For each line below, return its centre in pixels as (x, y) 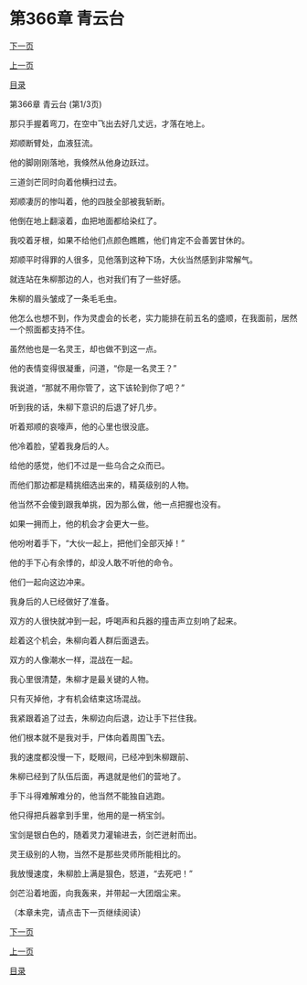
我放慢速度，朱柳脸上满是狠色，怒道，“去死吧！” (101, 873)
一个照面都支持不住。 (49, 329)
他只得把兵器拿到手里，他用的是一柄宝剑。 (90, 815)
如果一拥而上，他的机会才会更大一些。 (81, 523)
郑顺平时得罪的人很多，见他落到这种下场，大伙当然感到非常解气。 (133, 259)
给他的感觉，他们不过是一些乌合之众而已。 (90, 465)
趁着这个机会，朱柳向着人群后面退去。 (81, 640)
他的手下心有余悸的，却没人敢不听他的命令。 (94, 562)
